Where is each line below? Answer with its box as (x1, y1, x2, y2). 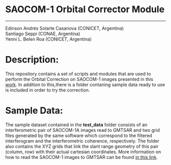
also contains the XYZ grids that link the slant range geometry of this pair (5, 143, 159, 149)
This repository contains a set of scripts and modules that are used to (5, 70, 151, 77)
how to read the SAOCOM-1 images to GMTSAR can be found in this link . (5, 154, 158, 160)
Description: (5, 54, 59, 66)
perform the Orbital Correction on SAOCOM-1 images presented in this (5, 76, 154, 82)
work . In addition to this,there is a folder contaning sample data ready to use (5, 81, 165, 88)
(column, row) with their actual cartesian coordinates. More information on (5, 149, 161, 155)
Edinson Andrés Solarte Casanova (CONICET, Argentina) (5, 25, 124, 31)
